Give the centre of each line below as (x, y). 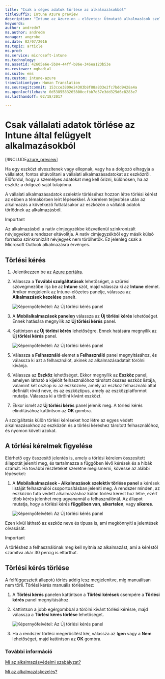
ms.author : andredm (25, 32)
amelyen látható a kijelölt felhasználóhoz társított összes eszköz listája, (84, 380)
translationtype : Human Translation (42, 83)
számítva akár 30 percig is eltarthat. (41, 552)
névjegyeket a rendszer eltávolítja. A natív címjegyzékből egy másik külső (79, 234)
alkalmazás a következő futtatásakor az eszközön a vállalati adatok (73, 205)
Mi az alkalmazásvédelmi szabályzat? (43, 662)
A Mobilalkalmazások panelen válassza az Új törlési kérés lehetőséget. (85, 316)
